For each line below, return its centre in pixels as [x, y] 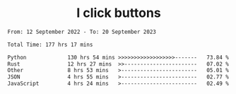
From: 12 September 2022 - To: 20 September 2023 [82, 32]
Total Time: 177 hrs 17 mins [50, 45]
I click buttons [119, 13]
